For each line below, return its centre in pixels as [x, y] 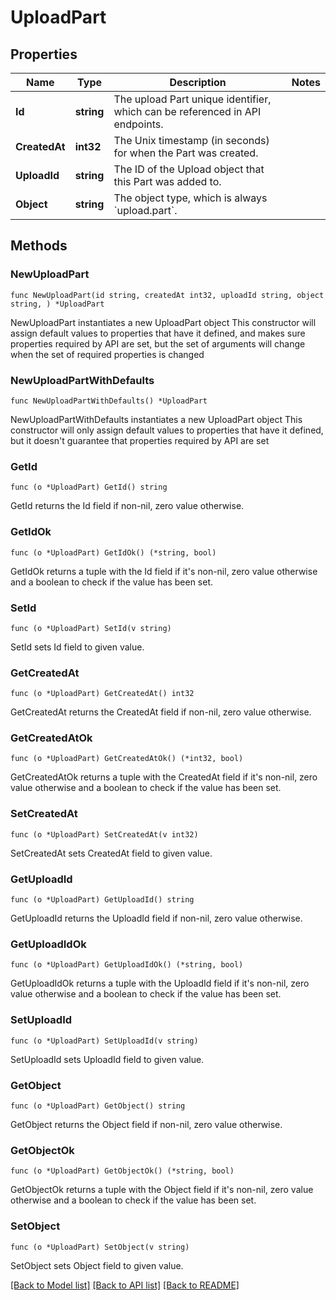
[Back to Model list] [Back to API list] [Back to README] [125, 1285]
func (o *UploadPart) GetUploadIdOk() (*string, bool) [127, 965]
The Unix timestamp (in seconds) [191, 140]
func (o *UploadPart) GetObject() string [98, 1106]
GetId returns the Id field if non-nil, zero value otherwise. [127, 506]
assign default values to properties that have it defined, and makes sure [158, 333]
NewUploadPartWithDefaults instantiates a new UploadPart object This [156, 419]
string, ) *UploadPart [57, 304]
